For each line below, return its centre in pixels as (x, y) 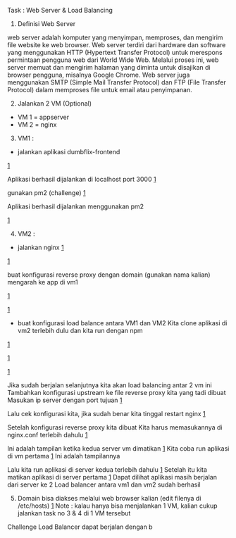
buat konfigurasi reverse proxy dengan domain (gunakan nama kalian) (109, 275)
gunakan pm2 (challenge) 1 (46, 193)
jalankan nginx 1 (41, 247)
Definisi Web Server (46, 24)
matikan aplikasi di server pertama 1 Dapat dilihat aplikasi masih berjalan (112, 477)
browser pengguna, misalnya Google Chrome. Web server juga (99, 75)
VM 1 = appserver (43, 117)
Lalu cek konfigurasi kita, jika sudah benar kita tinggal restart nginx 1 (106, 414)
